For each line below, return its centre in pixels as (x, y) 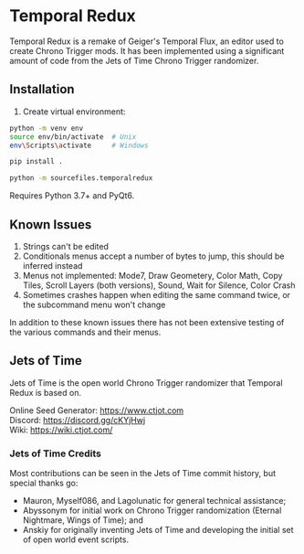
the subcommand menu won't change (94, 304)
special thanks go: (44, 483)
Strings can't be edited (66, 246)
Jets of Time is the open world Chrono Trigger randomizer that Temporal (146, 383)
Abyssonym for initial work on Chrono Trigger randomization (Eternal (152, 511)
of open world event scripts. (76, 539)
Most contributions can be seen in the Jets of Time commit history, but (143, 474)
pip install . (37, 162)
